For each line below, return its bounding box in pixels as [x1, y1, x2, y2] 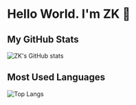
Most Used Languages [7, 71, 105, 83]
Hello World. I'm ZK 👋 [7, 6, 131, 22]
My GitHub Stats [7, 34, 79, 45]
